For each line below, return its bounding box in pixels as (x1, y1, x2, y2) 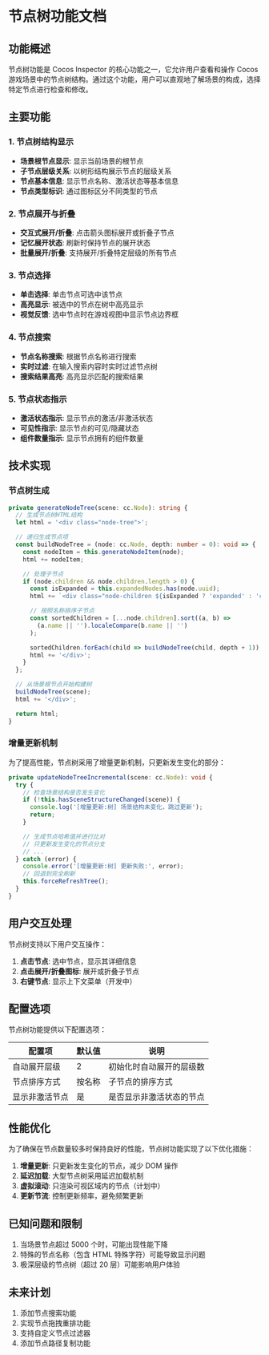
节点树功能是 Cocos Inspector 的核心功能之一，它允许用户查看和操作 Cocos (8, 65, 259, 74)
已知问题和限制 (8, 1216, 82, 1231)
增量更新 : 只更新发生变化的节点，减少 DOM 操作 (19, 1161, 179, 1171)
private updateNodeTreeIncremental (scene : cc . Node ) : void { (8, 773, 214, 782)
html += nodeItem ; (22, 555, 84, 564)
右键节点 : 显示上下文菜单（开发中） (19, 976, 137, 986)
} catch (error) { (15, 855, 78, 863)
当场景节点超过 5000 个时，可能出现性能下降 (19, 1240, 168, 1249)
